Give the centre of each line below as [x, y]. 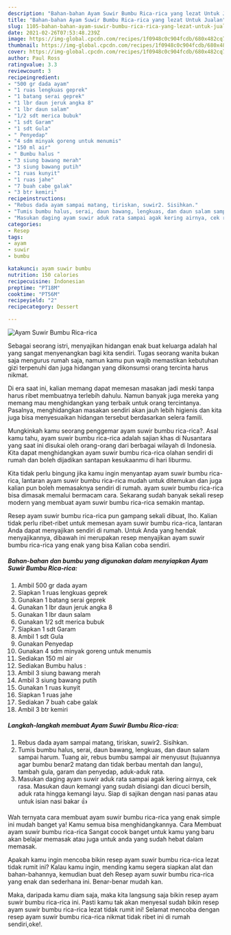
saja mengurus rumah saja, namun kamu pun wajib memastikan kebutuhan [113, 360]
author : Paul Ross [34, 58]
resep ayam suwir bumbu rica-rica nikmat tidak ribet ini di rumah [99, 916]
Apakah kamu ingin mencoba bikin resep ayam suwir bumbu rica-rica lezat [113, 859]
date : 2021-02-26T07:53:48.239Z [54, 33]
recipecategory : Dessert [43, 307]
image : [17, 39]
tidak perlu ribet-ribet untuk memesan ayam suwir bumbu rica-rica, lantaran [115, 523]
